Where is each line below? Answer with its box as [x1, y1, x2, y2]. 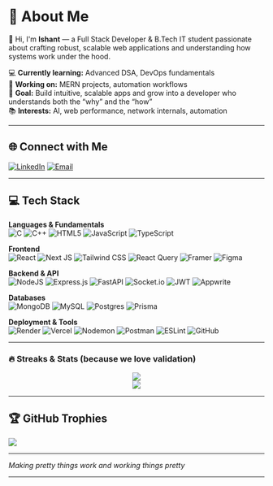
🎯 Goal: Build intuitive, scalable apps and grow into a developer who [8, 88, 237, 98]
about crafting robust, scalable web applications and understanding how [8, 42, 251, 52]
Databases [8, 293, 46, 302]
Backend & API [8, 268, 59, 278]
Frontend [8, 244, 41, 254]
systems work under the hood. [8, 51, 111, 61]
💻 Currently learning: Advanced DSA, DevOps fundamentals [8, 67, 215, 77]
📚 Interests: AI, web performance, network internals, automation [8, 106, 227, 115]
